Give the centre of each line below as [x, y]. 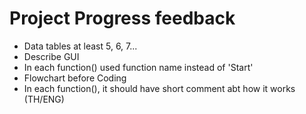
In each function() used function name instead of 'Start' [138, 67]
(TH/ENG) [44, 99]
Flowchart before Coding [75, 78]
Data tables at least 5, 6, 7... [80, 46]
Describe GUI [51, 56]
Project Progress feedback [122, 18]
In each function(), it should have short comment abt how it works [159, 88]
